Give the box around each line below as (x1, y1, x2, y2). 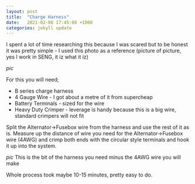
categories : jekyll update (6, 25, 72, 31)
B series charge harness (14, 87, 74, 94)
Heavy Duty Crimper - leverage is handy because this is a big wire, (14, 106, 177, 113)
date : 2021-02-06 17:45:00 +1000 (6, 19, 93, 25)
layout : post (6, 8, 38, 15)
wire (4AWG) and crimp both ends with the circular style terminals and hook (6, 136, 190, 144)
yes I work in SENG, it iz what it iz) (6, 53, 89, 60)
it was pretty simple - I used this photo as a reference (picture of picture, (6, 47, 182, 54)
